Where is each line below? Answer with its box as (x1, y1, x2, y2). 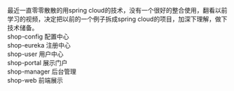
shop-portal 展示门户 (7, 59, 68, 66)
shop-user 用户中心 (7, 50, 64, 58)
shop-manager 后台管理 (7, 67, 77, 76)
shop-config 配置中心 (7, 32, 69, 41)
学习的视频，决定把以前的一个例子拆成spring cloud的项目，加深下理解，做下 (7, 15, 228, 23)
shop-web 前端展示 (7, 76, 63, 84)
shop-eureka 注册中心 (7, 41, 71, 49)
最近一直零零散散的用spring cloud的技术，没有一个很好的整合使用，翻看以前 (7, 6, 228, 14)
